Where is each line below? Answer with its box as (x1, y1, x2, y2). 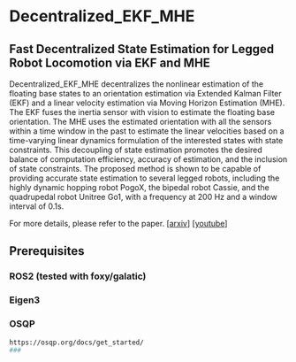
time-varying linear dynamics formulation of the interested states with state (9, 135, 284, 145)
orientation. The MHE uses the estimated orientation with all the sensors (9, 117, 272, 127)
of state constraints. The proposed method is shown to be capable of (9, 164, 262, 173)
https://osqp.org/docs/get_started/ (9, 338, 144, 347)
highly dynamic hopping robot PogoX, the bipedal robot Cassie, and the (9, 182, 269, 192)
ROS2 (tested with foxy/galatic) (9, 270, 147, 282)
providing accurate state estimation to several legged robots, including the (9, 173, 280, 183)
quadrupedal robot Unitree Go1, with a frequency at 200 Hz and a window (9, 192, 278, 202)
